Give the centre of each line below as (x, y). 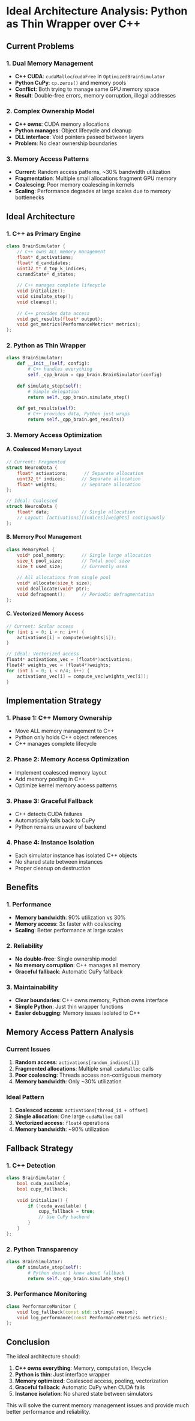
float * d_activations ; (45, 257)
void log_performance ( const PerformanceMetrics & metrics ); (92, 1317)
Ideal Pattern (25, 1097)
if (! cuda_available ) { (57, 1206)
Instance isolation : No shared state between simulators (84, 1394)
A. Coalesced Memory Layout (44, 449)
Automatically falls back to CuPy (55, 820)
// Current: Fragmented (36, 462)
